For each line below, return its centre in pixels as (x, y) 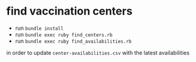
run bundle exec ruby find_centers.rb (64, 34)
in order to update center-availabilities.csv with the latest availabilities (98, 52)
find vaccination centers (69, 11)
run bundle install (39, 28)
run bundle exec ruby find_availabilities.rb (73, 41)
